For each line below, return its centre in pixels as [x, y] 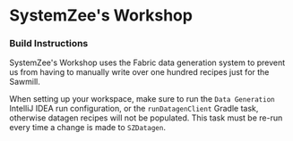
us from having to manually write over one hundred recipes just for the [139, 72]
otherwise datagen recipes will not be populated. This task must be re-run [146, 118]
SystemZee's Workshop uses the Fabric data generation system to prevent [147, 62]
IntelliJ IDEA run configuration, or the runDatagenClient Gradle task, [134, 109]
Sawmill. [25, 82]
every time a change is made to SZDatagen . [87, 128]
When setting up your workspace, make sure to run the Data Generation [142, 99]
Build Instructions [49, 44]
